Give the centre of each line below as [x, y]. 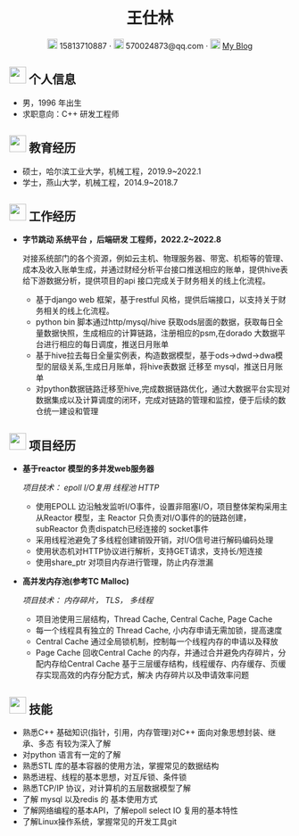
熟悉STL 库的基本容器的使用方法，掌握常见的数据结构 [120, 766]
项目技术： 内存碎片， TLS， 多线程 [87, 600]
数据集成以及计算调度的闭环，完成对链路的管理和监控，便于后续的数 [161, 400]
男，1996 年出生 [52, 103]
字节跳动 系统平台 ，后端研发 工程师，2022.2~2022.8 [121, 240]
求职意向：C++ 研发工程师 [71, 113]
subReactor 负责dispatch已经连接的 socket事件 [122, 529]
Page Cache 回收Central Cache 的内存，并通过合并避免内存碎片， [157, 653]
